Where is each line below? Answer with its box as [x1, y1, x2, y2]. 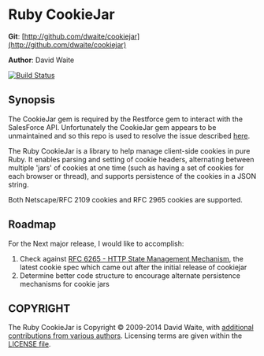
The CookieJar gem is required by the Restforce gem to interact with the [8, 114, 243, 124]
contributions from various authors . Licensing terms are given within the [8, 331, 243, 340]
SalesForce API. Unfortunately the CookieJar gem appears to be [8, 122, 217, 132]
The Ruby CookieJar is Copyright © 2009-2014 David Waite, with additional [8, 323, 254, 332]
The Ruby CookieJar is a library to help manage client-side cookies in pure [8, 146, 251, 155]
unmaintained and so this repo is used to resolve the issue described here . [8, 131, 251, 140]
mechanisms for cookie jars [19, 279, 110, 288]
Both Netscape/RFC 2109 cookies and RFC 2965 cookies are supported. [8, 195, 243, 204]
